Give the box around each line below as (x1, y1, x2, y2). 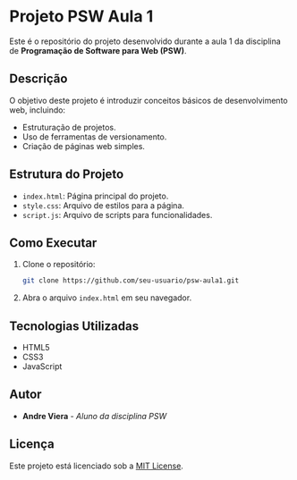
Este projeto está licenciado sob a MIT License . (9, 460, 183, 471)
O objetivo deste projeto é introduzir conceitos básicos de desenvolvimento (9, 95, 288, 105)
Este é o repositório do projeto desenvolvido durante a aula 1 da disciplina (9, 36, 282, 46)
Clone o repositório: (21, 259, 96, 270)
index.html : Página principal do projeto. (21, 190, 169, 201)
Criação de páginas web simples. (21, 140, 146, 151)
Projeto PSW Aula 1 (9, 6, 154, 27)
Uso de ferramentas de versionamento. (21, 131, 167, 142)
